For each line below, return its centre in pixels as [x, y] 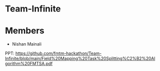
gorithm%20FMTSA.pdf [29, 64]
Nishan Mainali [27, 44]
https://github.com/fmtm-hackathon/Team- [58, 53]
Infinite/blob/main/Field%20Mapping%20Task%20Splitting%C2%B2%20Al [80, 59]
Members [25, 31]
